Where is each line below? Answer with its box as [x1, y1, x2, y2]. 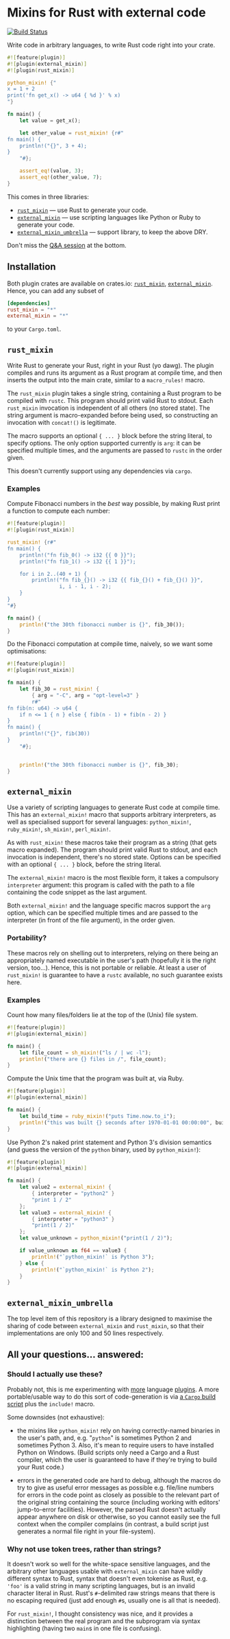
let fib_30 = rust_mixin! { [19, 686, 99, 693]
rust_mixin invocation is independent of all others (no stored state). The [7, 404, 210, 412]
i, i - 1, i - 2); [59, 583, 112, 590]
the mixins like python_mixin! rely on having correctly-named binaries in [16, 1426, 220, 1434]
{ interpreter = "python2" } [31, 1190, 115, 1197]
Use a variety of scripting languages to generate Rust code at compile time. [7, 803, 220, 811]
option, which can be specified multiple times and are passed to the [7, 909, 199, 917]
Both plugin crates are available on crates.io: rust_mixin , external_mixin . [7, 279, 214, 288]
